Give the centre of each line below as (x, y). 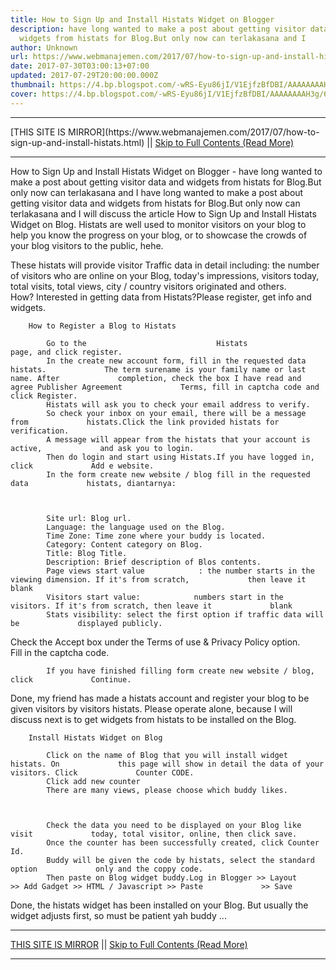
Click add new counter (93, 781)
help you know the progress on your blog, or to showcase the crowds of (159, 235)
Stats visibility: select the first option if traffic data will (185, 614)
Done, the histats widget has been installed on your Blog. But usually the (159, 905)
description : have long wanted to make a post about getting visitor (158, 29)
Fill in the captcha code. (60, 652)
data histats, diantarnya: (93, 483)
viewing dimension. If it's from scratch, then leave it (158, 579)
